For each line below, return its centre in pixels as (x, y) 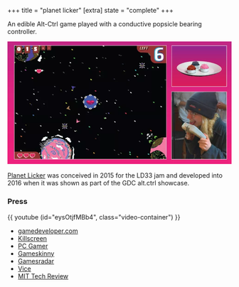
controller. (22, 32)
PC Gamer (33, 246)
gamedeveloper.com (48, 231)
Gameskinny (36, 253)
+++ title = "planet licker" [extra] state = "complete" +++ (91, 10)
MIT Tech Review (43, 276)
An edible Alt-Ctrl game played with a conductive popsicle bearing (105, 24)
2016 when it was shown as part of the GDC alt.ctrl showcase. (99, 183)
